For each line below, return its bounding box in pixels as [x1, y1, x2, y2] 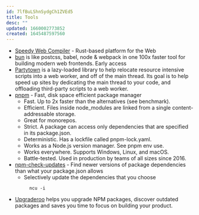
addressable [23, 111, 55, 118]
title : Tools [6, 14, 39, 20]
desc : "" [6, 20, 28, 26]
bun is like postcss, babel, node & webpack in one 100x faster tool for [14, 54, 186, 61]
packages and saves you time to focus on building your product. [14, 202, 173, 209]
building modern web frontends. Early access [14, 60, 127, 67]
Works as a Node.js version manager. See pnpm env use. [23, 142, 164, 149]
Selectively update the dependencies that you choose [23, 174, 156, 181]
